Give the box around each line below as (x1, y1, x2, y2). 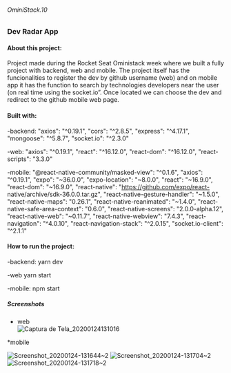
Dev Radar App (7, 27, 59, 36)
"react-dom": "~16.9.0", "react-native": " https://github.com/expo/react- (7, 182, 210, 191)
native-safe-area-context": (7, 204, 84, 213)
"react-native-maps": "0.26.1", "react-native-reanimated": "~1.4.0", (7, 197, 197, 206)
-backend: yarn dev (7, 257, 63, 266)
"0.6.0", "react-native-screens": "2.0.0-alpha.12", (85, 204, 224, 213)
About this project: (7, 43, 62, 52)
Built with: (7, 111, 37, 120)
